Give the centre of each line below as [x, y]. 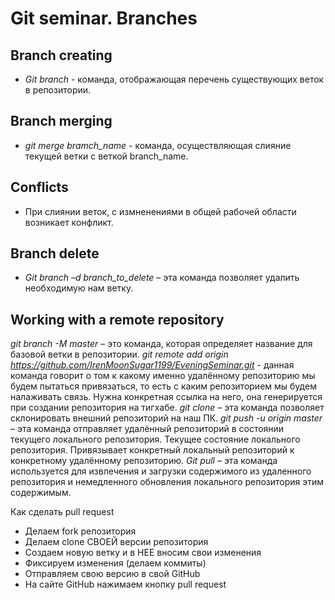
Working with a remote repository [117, 319]
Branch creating [61, 55]
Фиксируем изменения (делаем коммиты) [115, 563]
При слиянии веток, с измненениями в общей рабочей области [160, 211]
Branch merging [61, 121]
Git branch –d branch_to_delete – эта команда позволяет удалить [162, 278]
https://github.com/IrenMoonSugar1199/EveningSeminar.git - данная [152, 365]
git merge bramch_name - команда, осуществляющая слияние [158, 145]
